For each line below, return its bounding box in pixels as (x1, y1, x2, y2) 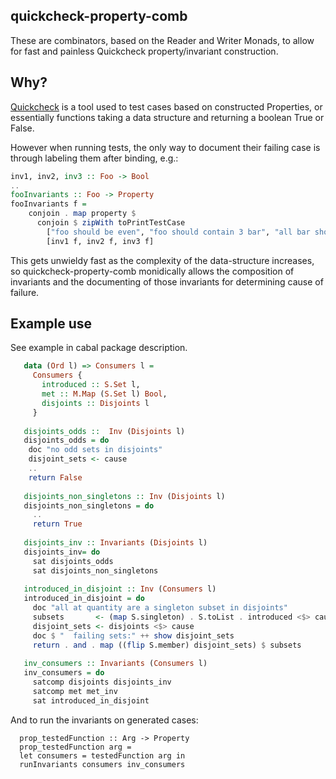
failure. (10, 286, 40, 298)
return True (32, 519, 83, 529)
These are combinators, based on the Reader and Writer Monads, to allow (10, 34, 315, 46)
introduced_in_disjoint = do (23, 594, 145, 604)
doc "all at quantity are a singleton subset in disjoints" (32, 603, 288, 613)
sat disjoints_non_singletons (32, 565, 159, 576)
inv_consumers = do (23, 668, 105, 678)
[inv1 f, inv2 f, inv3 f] (46, 236, 155, 246)
